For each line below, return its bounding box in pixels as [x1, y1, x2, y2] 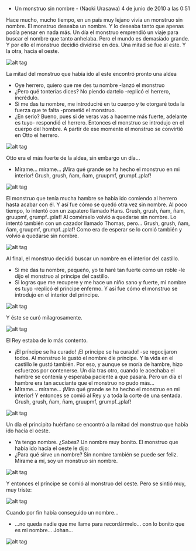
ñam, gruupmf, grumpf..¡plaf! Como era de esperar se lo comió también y [6, 226, 183, 233]
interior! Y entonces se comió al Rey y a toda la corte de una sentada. [14, 392, 183, 399]
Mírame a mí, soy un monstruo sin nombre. [14, 458, 118, 464]
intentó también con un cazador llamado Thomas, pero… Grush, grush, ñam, [6, 220, 190, 227]
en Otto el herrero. [14, 132, 60, 139]
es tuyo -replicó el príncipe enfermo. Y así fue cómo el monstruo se [14, 285, 178, 292]
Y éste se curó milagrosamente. [6, 314, 83, 321]
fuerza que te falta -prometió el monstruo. [14, 107, 116, 113]
